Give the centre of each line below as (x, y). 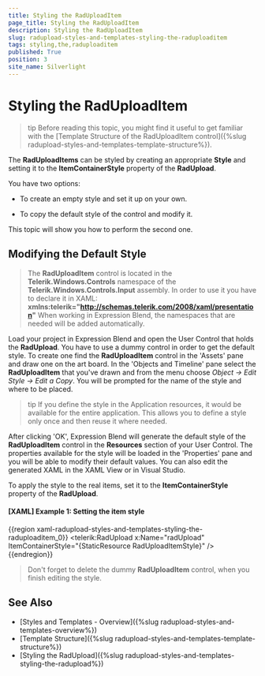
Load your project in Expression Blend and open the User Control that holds (131, 338)
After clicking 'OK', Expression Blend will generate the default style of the (127, 436)
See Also (30, 603)
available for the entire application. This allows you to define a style (137, 413)
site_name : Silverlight (47, 67)
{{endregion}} (31, 554)
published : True (35, 52)
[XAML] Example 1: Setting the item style (77, 512)
